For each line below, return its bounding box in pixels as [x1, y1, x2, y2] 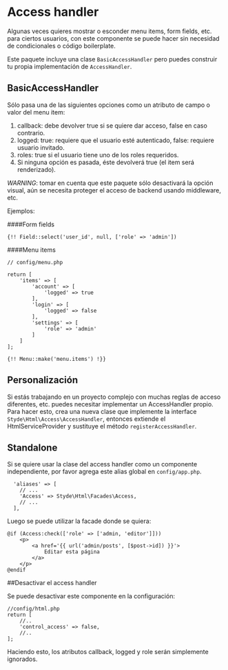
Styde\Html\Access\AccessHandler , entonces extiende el [7, 415, 166, 423]
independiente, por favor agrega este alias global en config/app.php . [7, 467, 202, 476]
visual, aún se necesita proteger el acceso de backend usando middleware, [7, 186, 222, 194]
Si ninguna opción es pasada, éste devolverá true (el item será [17, 158, 195, 166]
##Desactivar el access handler [7, 579, 98, 587]
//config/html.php [7, 605, 60, 613]
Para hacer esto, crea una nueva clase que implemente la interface [7, 407, 197, 415]
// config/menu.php [7, 259, 63, 266]
